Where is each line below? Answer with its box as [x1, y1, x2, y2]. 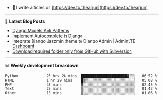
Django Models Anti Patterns [12, 28, 69, 33]
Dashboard [12, 43, 35, 49]
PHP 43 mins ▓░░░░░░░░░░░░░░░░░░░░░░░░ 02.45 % [5, 82, 158, 87]
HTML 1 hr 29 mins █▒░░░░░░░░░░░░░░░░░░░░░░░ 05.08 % [5, 78, 158, 83]
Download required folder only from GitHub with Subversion [12, 48, 132, 54]
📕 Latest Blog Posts [5, 18, 45, 24]
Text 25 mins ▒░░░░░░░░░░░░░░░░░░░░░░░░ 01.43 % [5, 86, 158, 91]
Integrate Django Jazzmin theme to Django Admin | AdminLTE [12, 38, 136, 43]
